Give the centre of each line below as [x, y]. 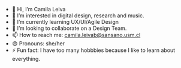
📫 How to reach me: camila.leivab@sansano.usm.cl [76, 35]
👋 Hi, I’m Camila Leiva [39, 9]
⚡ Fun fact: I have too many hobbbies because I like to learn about [93, 50]
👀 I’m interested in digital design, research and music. [78, 16]
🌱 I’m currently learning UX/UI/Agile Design [65, 22]
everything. [26, 59]
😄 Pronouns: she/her [38, 44]
